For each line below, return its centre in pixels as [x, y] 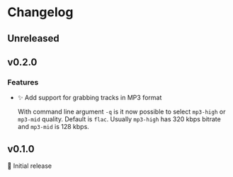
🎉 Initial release [30, 166]
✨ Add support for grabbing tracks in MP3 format [90, 98]
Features [23, 82]
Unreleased [34, 38]
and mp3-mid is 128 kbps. [53, 127]
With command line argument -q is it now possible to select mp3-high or [121, 112]
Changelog [40, 12]
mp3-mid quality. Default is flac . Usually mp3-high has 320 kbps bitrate [119, 119]
